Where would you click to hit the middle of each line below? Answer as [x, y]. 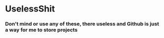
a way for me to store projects [41, 30]
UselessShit [30, 9]
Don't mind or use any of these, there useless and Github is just [82, 24]
